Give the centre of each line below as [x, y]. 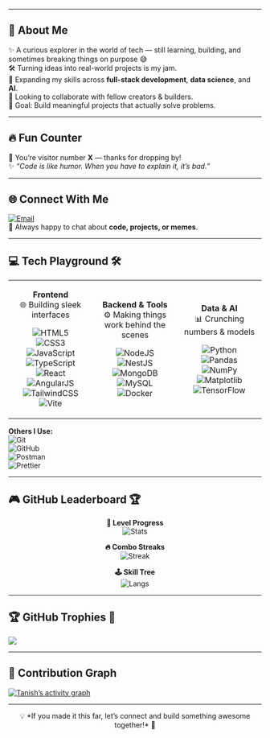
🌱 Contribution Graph [63, 673]
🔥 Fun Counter [45, 138]
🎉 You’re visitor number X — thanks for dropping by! [95, 157]
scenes [135, 335]
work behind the [135, 325]
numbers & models [219, 332]
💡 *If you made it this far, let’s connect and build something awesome [135, 715]
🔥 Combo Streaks [135, 547]
